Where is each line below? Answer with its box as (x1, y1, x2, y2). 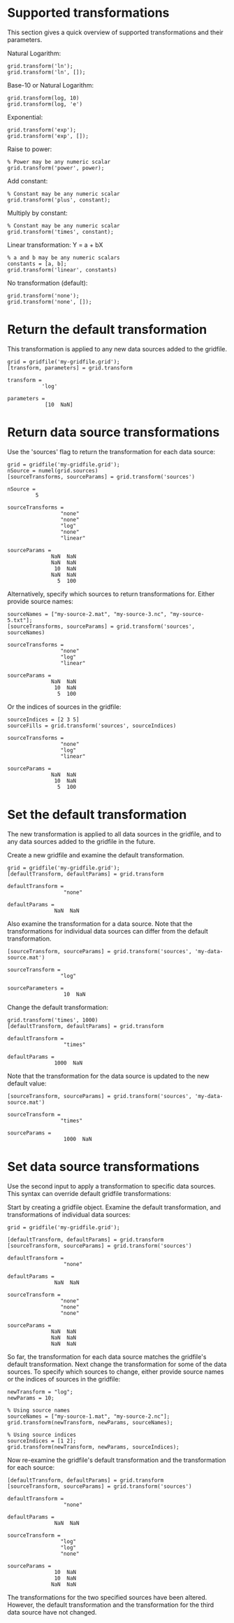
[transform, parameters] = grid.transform (7, 364, 133, 372)
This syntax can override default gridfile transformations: (7, 1189, 171, 1197)
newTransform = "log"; (7, 1388, 73, 1396)
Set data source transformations (7, 1158, 200, 1174)
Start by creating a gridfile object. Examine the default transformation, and (7, 1202, 221, 1211)
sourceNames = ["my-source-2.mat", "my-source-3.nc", (7, 610, 168, 617)
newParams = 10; (7, 1394, 54, 1401)
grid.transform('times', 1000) (7, 1016, 98, 1023)
